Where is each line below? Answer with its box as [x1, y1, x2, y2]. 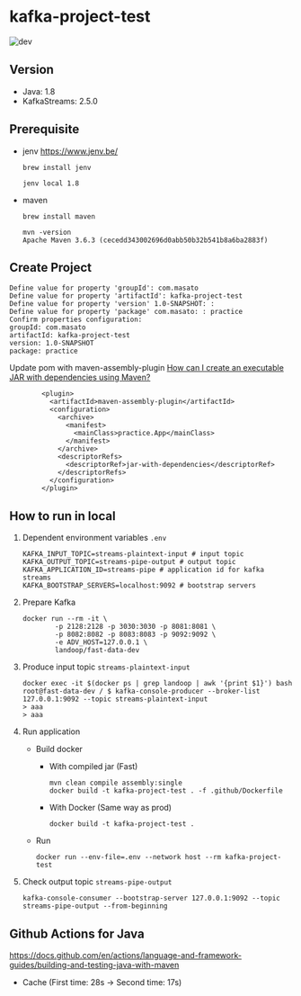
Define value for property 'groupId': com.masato [9, 283, 199, 293]
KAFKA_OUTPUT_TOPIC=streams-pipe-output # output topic [22, 558, 236, 567]
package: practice [9, 346, 78, 356]
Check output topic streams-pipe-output [22, 876, 173, 887]
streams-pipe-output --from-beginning [22, 902, 168, 911]
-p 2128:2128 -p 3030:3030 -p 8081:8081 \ [55, 623, 217, 632]
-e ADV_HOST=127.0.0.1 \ [55, 638, 148, 647]
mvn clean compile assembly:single [49, 778, 182, 788]
